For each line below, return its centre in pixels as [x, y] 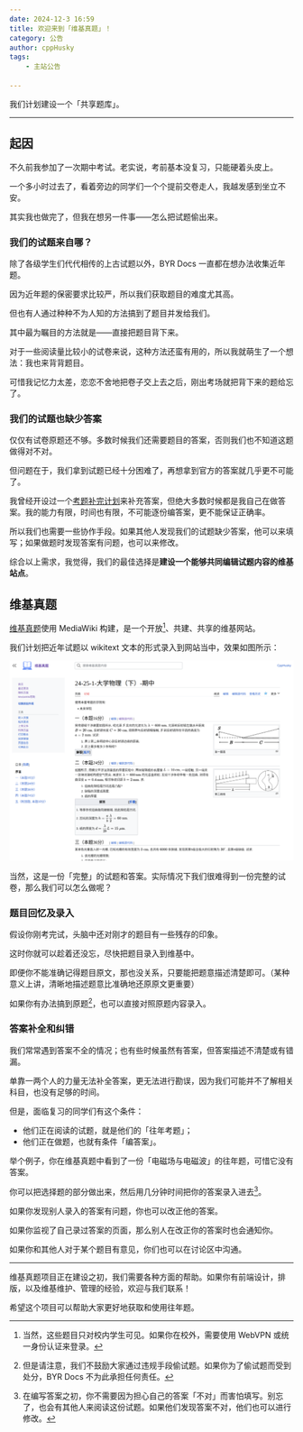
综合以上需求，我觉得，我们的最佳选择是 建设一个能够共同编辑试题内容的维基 [151, 562]
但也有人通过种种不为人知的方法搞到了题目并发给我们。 [112, 313]
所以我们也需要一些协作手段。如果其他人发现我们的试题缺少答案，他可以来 [147, 531]
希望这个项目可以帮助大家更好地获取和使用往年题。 [104, 1307]
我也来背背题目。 [56, 363]
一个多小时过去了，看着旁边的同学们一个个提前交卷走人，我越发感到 [136, 186]
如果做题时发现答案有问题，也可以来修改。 [104, 543]
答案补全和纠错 [42, 1029]
